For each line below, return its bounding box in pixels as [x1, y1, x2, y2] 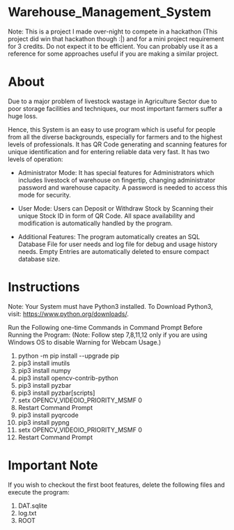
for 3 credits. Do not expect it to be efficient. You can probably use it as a [8, 42, 218, 50]
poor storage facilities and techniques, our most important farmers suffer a [8, 104, 223, 112]
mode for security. [17, 190, 72, 199]
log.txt [17, 508, 37, 517]
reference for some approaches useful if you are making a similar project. [8, 50, 219, 58]
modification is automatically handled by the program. [17, 219, 173, 227]
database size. [17, 255, 61, 263]
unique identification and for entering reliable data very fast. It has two [8, 147, 210, 156]
